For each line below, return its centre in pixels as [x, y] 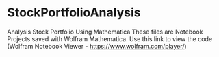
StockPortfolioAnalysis [74, 13]
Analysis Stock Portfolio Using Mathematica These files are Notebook [105, 32]
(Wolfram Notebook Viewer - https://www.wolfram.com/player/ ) [97, 46]
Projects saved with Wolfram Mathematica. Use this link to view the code [110, 38]
